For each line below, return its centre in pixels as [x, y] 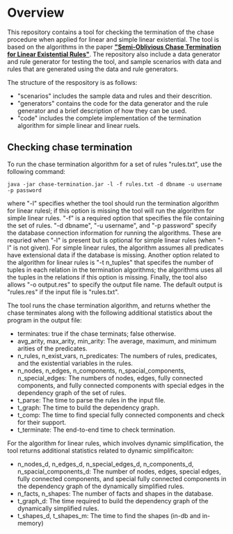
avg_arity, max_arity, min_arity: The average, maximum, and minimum [117, 341]
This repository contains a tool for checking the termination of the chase [111, 32]
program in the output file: [45, 320]
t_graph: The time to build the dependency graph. [88, 407]
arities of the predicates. [53, 348]
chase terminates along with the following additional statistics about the [110, 313]
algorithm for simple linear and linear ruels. [79, 125]
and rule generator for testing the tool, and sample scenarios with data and [114, 61]
